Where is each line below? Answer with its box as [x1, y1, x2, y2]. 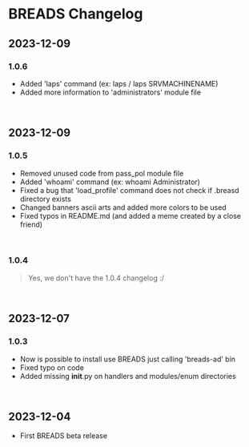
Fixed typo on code [19, 362, 84, 372]
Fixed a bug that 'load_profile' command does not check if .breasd [19, 185, 239, 195]
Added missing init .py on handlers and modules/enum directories [19, 371, 236, 381]
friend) [19, 219, 42, 229]
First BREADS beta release [19, 431, 108, 441]
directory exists [19, 194, 72, 203]
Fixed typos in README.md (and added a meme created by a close [19, 211, 242, 220]
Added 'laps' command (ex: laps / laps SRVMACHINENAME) [19, 79, 219, 88]
